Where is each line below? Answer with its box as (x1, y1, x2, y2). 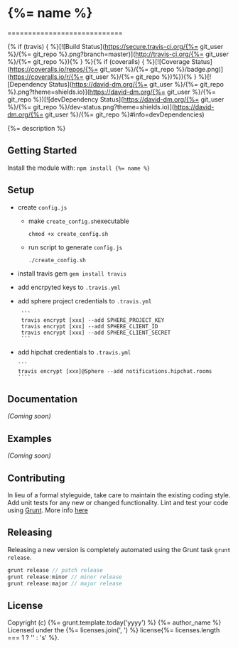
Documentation (7, 393, 78, 405)
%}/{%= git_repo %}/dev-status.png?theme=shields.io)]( (7, 102, 175, 111)
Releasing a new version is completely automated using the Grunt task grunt (7, 545, 231, 553)
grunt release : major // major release (7, 580, 122, 587)
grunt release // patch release (7, 566, 103, 573)
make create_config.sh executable (28, 217, 129, 225)
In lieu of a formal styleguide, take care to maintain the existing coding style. (7, 491, 231, 499)
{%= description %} (7, 124, 66, 132)
